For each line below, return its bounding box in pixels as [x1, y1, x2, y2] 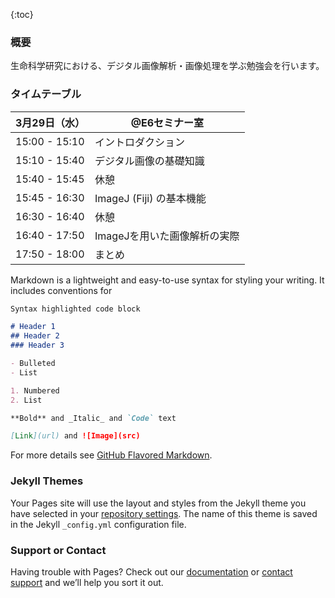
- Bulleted [10, 359, 56, 369]
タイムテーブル [10, 87, 82, 101]
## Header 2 [10, 331, 60, 341]
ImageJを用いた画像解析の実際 [94, 229, 240, 243]
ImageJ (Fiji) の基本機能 [94, 191, 207, 205]
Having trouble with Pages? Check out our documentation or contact [10, 565, 293, 578]
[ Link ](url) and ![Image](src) [10, 431, 141, 441]
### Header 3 [10, 340, 65, 351]
